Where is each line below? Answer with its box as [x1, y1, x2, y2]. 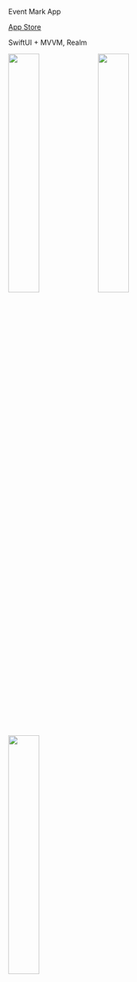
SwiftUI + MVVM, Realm [8, 38, 88, 47]
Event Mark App [8, 7, 61, 16]
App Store [8, 22, 41, 31]
